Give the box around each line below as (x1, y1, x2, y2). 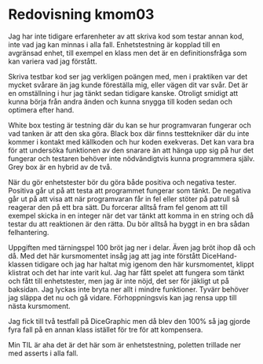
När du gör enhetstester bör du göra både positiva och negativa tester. (8, 177, 237, 186)
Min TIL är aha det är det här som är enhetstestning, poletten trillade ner (8, 340, 241, 349)
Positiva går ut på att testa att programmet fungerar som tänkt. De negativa (8, 186, 251, 195)
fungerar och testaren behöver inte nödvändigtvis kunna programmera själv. (8, 153, 255, 163)
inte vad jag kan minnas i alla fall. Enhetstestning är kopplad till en (8, 39, 221, 49)
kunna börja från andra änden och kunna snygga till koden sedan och (8, 97, 233, 106)
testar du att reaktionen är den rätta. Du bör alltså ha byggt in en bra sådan (8, 219, 250, 229)
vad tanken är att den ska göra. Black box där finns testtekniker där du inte (8, 128, 250, 138)
